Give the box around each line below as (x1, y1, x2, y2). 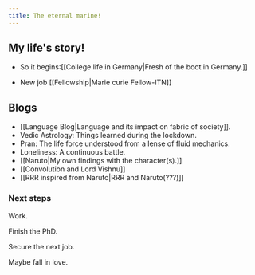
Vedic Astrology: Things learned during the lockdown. (19, 131, 197, 140)
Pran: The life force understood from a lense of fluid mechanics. (19, 139, 231, 148)
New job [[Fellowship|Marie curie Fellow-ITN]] (19, 77, 172, 88)
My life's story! (8, 41, 85, 55)
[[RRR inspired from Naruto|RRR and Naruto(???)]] (19, 173, 185, 183)
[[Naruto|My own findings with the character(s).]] (19, 156, 182, 166)
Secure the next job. (8, 242, 75, 251)
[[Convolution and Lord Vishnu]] (19, 164, 126, 174)
